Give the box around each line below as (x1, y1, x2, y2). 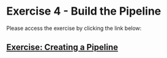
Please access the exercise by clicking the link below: (6, 24, 142, 32)
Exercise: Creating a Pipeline (6, 42, 118, 53)
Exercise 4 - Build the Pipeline (6, 4, 161, 18)
